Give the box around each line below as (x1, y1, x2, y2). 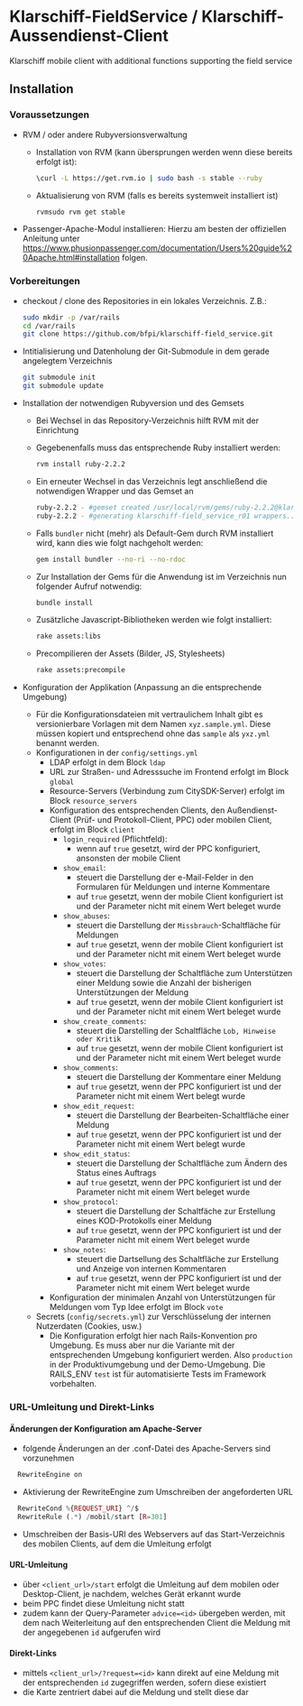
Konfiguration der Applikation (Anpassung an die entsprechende (22, 682, 262, 693)
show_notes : (62, 1244, 106, 1255)
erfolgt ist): (35, 156, 78, 167)
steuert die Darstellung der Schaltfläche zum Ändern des (76, 1157, 288, 1169)
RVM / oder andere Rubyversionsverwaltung (22, 129, 188, 140)
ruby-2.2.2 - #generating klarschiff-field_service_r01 (35, 512, 251, 521)
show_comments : (62, 1062, 119, 1073)
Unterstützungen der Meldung (76, 987, 189, 998)
